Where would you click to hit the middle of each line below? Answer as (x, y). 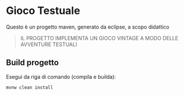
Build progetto (33, 63)
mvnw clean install (30, 87)
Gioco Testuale (43, 11)
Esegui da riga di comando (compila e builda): (61, 76)
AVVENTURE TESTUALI (49, 44)
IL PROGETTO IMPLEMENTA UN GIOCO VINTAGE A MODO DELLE (99, 38)
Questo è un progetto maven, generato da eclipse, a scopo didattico (88, 27)
